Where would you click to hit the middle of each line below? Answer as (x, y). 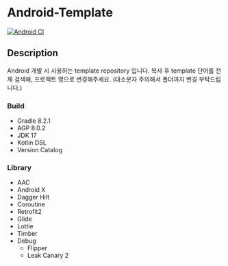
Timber (27, 234)
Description (33, 53)
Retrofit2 (29, 212)
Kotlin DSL (31, 143)
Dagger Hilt (33, 197)
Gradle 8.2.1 (34, 121)
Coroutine (31, 204)
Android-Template (60, 13)
